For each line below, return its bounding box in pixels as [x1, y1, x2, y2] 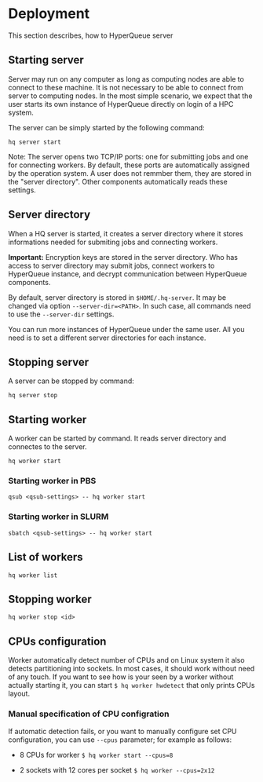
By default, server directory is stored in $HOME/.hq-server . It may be [8, 292, 226, 302]
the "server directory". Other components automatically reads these [8, 177, 228, 186]
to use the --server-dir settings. [8, 309, 115, 319]
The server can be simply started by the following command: [8, 122, 206, 132]
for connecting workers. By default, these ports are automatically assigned [8, 160, 250, 170]
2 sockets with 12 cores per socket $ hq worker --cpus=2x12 [19, 765, 215, 774]
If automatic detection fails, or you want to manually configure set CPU [8, 726, 237, 736]
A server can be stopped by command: [8, 376, 135, 386]
